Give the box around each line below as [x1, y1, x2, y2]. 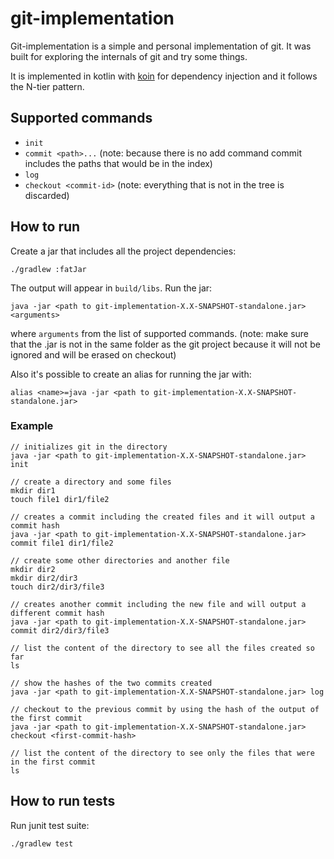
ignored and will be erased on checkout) [10, 348, 177, 361]
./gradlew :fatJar [10, 264, 87, 274]
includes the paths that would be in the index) [24, 157, 213, 169]
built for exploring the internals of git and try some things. [10, 50, 248, 62]
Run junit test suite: [10, 819, 90, 831]
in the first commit [10, 757, 97, 767]
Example [10, 419, 54, 433]
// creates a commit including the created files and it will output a [10, 512, 315, 522]
